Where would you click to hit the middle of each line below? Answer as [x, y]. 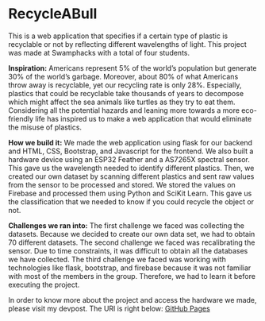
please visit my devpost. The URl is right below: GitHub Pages [109, 308]
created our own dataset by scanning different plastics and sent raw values [131, 176]
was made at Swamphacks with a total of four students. [99, 52]
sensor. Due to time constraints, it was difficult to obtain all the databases [128, 250]
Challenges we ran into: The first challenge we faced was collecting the [126, 225]
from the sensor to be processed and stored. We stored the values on [122, 184]
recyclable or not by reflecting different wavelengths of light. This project [128, 44]
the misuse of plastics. [45, 127]
